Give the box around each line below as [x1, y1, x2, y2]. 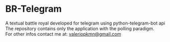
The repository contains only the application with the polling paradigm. [5, 25, 155, 31]
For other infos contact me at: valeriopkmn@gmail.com [5, 31, 121, 37]
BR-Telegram [5, 3, 62, 15]
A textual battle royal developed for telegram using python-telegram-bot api [5, 20, 165, 26]
